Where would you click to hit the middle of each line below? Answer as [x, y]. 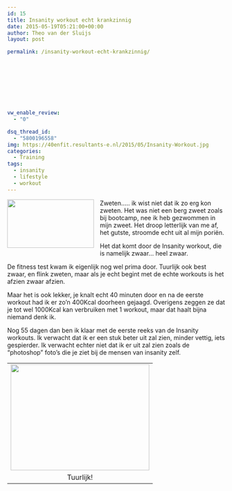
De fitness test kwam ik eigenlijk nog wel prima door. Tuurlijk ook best [107, 267]
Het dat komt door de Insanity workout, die [161, 246]
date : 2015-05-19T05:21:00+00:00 [55, 26]
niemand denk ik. [32, 316]
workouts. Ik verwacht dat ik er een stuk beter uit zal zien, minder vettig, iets [116, 337]
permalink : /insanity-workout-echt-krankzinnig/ [79, 52]
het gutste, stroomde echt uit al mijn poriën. [162, 232]
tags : [15, 164]
